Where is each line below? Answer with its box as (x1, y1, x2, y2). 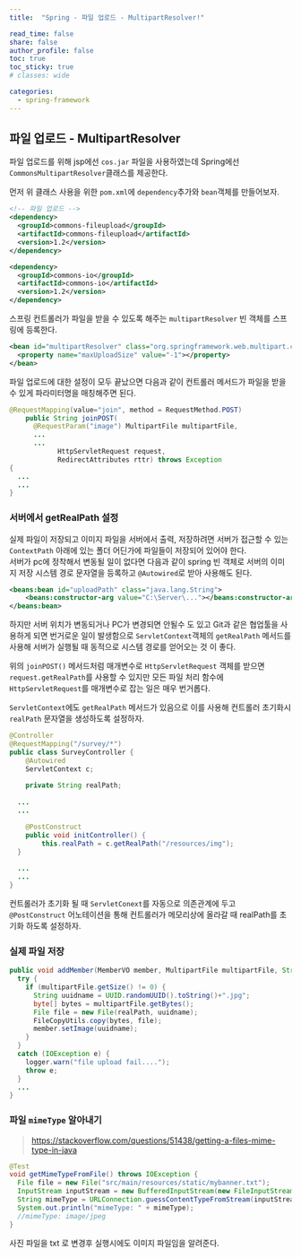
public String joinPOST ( (25, 413, 118, 422)
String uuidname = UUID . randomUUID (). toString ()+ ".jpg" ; (32, 991, 251, 1000)
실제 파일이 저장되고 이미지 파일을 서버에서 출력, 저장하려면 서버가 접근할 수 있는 (9, 533, 289, 544)
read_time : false (9, 29, 74, 39)
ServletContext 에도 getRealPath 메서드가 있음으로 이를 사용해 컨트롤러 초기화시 (9, 702, 291, 713)
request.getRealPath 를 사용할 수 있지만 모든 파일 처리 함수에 (9, 672, 224, 682)
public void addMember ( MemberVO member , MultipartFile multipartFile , (9, 966, 279, 975)
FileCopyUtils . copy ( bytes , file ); (32, 1016, 163, 1025)
